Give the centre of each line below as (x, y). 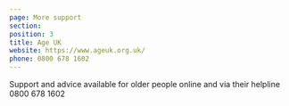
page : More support (45, 17)
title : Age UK (36, 42)
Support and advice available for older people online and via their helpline (145, 84)
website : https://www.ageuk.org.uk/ (77, 51)
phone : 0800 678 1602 (50, 59)
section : (25, 26)
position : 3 (31, 34)
